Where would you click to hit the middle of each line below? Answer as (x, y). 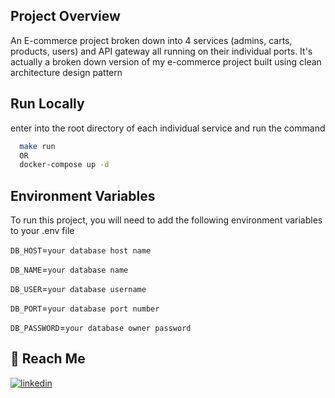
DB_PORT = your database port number (85, 308)
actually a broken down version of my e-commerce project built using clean (166, 61)
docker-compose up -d (64, 165)
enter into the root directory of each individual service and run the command (168, 128)
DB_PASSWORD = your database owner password (101, 328)
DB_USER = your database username (78, 289)
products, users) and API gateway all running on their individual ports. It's (161, 51)
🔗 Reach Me (48, 359)
